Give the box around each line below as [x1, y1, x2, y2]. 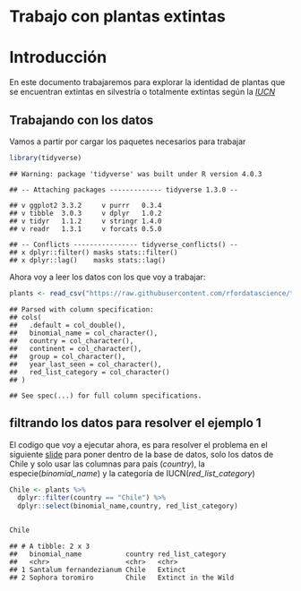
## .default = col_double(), [9, 321, 126, 330]
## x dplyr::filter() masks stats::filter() [9, 248, 178, 257]
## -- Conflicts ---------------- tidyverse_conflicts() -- [9, 240, 239, 249]
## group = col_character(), [9, 352, 126, 361]
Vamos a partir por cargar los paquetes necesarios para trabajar [9, 136, 246, 147]
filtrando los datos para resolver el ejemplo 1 [9, 415, 262, 431]
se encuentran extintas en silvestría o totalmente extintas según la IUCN [9, 87, 276, 98]
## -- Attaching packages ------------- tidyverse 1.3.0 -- [9, 185, 239, 194]
